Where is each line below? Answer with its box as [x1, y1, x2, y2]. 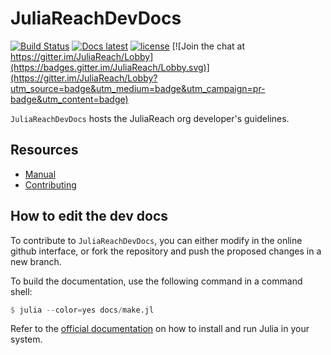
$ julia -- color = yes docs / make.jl [10, 305, 155, 315]
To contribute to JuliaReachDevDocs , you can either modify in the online [10, 234, 303, 246]
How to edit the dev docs [10, 208, 169, 225]
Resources [10, 142, 79, 159]
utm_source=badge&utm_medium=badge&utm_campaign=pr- [10, 82, 266, 94]
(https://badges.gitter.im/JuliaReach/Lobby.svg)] [10, 61, 210, 73]
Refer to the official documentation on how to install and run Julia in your [10, 323, 310, 335]
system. [10, 333, 43, 346]
